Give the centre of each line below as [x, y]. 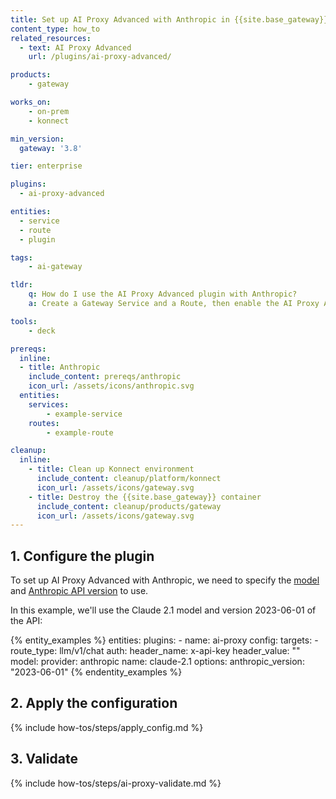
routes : [44, 423]
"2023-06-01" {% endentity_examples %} [96, 672]
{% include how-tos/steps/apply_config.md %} [107, 727]
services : [49, 404]
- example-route [80, 432]
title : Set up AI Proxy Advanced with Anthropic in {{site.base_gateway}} [169, 19]
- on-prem [49, 111]
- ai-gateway [55, 267]
